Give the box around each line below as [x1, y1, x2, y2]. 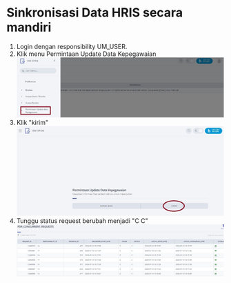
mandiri [6, 19, 52, 35]
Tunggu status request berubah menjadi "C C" [16, 216, 149, 225]
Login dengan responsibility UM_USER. [16, 42, 128, 50]
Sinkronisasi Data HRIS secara [6, 5, 183, 21]
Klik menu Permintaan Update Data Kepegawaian [16, 50, 157, 58]
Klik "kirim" [16, 119, 49, 127]
